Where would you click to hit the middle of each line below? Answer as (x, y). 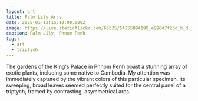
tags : (13, 39)
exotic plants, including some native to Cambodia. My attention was (88, 73)
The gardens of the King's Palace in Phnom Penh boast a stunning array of (97, 66)
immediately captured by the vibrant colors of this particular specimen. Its (96, 79)
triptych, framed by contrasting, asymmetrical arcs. (68, 91)
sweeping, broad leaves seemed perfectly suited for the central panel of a (96, 85)
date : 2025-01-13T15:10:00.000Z (46, 22)
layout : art (21, 11)
